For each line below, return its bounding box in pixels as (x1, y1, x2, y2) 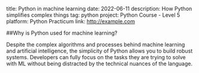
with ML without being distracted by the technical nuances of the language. (6, 60, 193, 67)
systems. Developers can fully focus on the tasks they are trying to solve (6, 54, 186, 60)
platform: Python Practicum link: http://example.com (6, 18, 135, 25)
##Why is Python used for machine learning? (6, 29, 118, 36)
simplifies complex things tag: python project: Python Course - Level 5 (6, 11, 180, 19)
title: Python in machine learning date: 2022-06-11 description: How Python (6, 5, 192, 12)
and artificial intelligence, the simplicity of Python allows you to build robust (6, 47, 193, 54)
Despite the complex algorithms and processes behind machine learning (6, 41, 185, 48)
